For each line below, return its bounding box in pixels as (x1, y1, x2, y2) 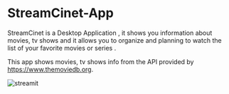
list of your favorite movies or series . (7, 43, 117, 52)
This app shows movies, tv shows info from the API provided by (7, 57, 194, 66)
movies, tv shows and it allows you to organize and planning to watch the (7, 36, 222, 44)
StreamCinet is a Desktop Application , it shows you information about (7, 28, 213, 37)
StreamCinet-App (7, 5, 114, 21)
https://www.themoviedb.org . (7, 65, 94, 73)
